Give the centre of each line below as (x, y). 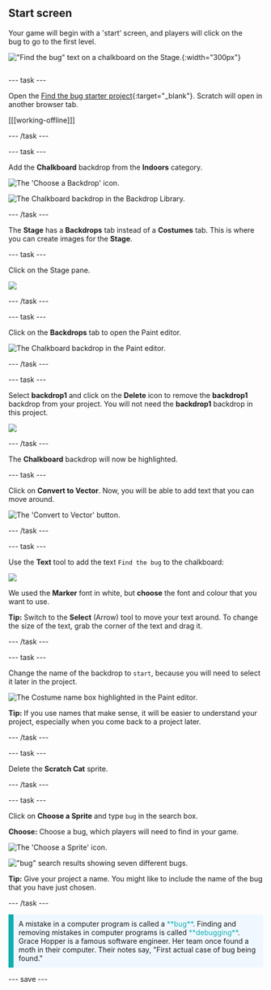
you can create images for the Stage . (70, 238)
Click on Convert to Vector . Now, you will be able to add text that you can (131, 491)
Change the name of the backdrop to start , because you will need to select (135, 673)
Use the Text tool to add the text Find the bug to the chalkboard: (116, 562)
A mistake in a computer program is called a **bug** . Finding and (128, 924)
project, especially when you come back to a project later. (105, 722)
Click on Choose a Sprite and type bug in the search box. (103, 816)
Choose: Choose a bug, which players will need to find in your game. (124, 831)
